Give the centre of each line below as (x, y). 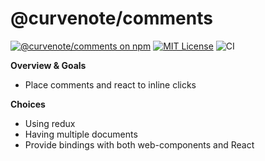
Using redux (50, 123)
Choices (28, 104)
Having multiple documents (81, 134)
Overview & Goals (48, 65)
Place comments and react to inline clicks (110, 84)
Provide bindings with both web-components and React (139, 144)
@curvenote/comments (111, 18)
